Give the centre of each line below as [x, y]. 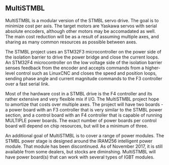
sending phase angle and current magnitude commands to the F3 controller [84, 78]
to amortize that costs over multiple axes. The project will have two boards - [84, 104]
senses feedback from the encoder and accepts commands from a [75, 68]
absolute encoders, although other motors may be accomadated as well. [80, 31]
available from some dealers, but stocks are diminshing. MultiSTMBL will [81, 151]
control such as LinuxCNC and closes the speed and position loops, [87, 73]
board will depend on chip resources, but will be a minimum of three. [77, 126]
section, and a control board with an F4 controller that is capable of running [84, 115]
